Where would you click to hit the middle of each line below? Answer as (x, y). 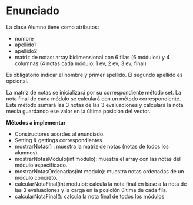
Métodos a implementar (36, 122)
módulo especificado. (41, 165)
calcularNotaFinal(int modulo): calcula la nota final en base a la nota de (101, 184)
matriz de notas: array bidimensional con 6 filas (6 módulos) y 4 (92, 57)
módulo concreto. (36, 177)
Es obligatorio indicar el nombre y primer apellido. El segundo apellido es (94, 75)
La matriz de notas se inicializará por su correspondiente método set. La (94, 92)
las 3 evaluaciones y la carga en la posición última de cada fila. (91, 190)
